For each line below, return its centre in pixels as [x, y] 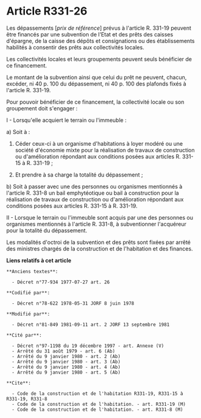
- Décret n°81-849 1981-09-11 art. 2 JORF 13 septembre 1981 [91, 325]
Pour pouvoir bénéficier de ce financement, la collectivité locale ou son [95, 102]
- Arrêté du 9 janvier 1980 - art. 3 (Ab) [66, 362]
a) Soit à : [18, 132]
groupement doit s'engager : [42, 108]
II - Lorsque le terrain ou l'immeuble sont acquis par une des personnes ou [100, 217]
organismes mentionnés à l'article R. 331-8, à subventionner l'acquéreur [96, 224]
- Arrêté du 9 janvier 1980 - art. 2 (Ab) [66, 356]
